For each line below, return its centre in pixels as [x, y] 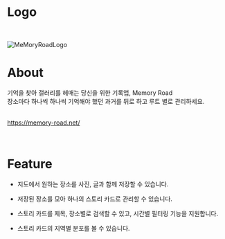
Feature [30, 164]
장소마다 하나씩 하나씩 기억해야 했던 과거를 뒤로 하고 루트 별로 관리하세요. [106, 101]
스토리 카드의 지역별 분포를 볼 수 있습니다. [73, 228]
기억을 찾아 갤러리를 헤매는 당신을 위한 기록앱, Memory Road [90, 92]
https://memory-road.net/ [44, 123]
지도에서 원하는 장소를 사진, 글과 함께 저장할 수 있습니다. [93, 184]
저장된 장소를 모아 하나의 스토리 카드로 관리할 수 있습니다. [95, 199]
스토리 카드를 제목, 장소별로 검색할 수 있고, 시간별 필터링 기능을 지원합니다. [118, 213]
